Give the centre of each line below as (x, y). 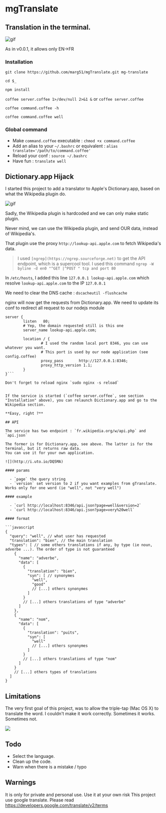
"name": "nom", (34, 620)
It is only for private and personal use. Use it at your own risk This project (81, 794)
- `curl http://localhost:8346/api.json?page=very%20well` (72, 510)
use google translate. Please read (40, 800)
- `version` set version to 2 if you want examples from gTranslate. (83, 484)
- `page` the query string (38, 479)
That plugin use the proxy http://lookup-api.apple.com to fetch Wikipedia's (83, 243)
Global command (26, 130)
